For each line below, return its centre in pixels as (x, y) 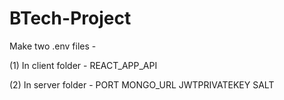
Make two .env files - (53, 46)
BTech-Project (70, 18)
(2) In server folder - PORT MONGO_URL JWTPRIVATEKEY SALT (142, 84)
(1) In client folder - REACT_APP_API (83, 65)
